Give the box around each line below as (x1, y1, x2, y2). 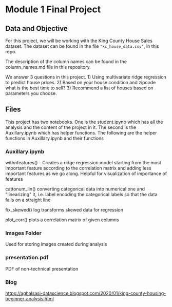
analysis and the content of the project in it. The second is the (5, 124, 137, 130)
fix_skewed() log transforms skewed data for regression (5, 207, 123, 213)
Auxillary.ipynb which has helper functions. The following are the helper (5, 129, 157, 136)
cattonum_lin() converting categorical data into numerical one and (5, 186, 145, 192)
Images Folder (5, 229, 42, 237)
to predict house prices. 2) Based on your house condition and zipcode (5, 80, 156, 85)
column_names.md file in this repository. (5, 64, 91, 70)
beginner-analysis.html (5, 296, 54, 301)
